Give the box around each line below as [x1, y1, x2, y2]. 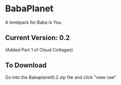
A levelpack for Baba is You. [5, 19, 62, 25]
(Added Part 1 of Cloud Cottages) [5, 46, 73, 52]
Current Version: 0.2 [5, 34, 70, 42]
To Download [5, 61, 47, 70]
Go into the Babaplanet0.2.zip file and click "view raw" [5, 74, 117, 80]
